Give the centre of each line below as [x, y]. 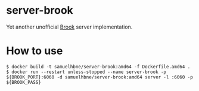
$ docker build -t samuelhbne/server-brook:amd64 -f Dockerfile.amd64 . [98, 67]
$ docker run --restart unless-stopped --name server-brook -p [86, 72]
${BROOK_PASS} [24, 82]
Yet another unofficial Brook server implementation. [69, 27]
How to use [35, 51]
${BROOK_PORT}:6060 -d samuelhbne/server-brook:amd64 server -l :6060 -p [100, 77]
